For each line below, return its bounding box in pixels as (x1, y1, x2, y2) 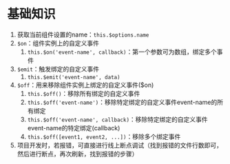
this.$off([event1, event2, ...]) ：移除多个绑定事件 (27, 132, 181, 141)
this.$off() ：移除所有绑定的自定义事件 (27, 89, 140, 97)
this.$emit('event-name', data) (27, 74, 121, 81)
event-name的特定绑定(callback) (27, 123, 121, 132)
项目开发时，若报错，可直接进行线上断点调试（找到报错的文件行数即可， (17, 141, 222, 149)
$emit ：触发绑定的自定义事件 (17, 65, 100, 73)
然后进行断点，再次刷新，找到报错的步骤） (17, 150, 138, 158)
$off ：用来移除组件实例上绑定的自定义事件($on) (17, 81, 154, 89)
